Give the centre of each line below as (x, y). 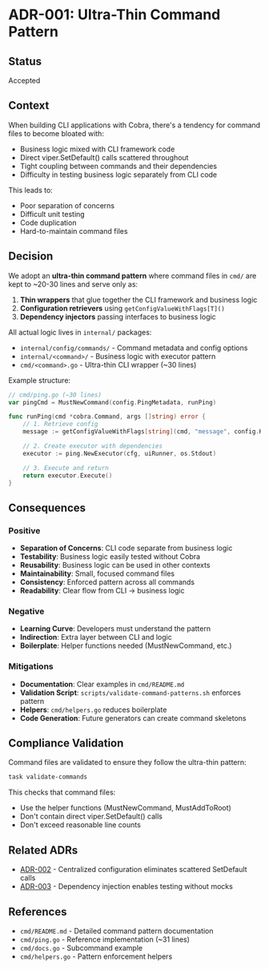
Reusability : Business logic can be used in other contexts (115, 565)
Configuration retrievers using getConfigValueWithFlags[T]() (122, 308)
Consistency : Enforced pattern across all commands (107, 582)
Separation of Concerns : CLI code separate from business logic (126, 548)
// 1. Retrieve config (60, 424)
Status (25, 61)
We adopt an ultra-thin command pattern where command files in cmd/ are (132, 275)
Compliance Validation (66, 744)
